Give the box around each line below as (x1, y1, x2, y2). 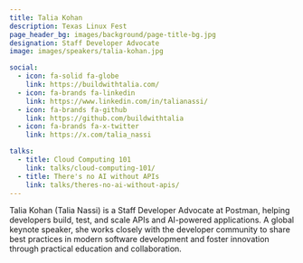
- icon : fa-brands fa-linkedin (17, 88, 136, 98)
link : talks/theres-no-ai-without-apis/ (25, 180, 180, 190)
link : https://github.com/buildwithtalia (25, 114, 184, 123)
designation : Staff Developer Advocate (9, 38, 160, 48)
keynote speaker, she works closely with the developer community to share (9, 224, 291, 235)
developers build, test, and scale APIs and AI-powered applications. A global (9, 214, 295, 226)
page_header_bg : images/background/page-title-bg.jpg (9, 30, 217, 39)
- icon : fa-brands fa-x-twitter (17, 122, 140, 131)
